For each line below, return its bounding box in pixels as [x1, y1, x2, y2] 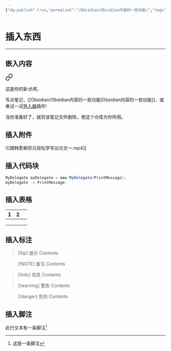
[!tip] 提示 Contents [17, 250, 59, 256]
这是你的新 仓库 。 [5, 86, 41, 92]
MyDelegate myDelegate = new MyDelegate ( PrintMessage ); [5, 175, 126, 180]
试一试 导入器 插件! [9, 103, 47, 109]
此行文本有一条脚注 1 [5, 324, 47, 331]
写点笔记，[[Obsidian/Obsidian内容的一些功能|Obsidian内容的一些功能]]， [5, 97, 160, 103]
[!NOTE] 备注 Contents [17, 261, 65, 267]
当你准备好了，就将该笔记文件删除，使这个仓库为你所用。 [5, 114, 126, 120]
